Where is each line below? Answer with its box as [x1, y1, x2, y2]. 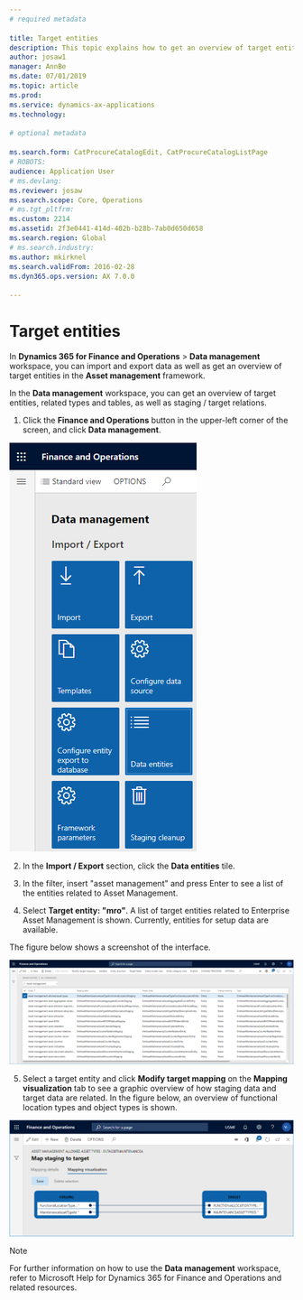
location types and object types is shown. [22, 1102, 178, 1113]
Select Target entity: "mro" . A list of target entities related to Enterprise [22, 905, 290, 916]
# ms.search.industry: [9, 243, 95, 252]
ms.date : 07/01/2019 [9, 72, 87, 81]
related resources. [9, 1282, 78, 1293]
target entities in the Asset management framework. [9, 370, 206, 381]
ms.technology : [9, 109, 67, 119]
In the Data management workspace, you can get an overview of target [9, 388, 277, 399]
